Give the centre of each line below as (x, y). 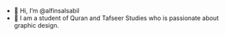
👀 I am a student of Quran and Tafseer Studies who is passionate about (116, 18)
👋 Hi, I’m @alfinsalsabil (46, 11)
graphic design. (36, 25)
